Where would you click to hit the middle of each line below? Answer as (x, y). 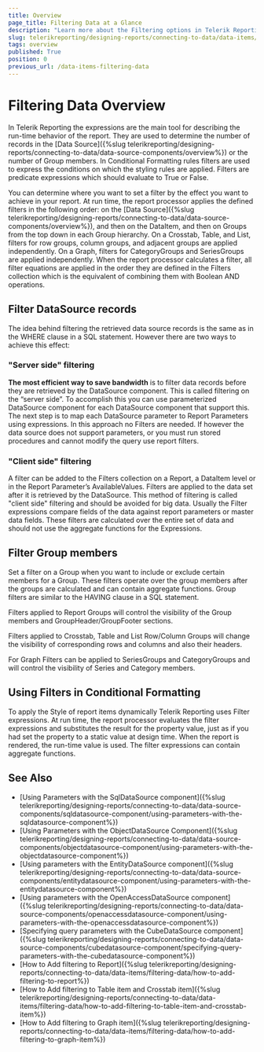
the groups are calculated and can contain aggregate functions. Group (122, 589)
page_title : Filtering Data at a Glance (75, 23)
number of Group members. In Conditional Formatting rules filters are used (129, 160)
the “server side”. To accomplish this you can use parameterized (113, 399)
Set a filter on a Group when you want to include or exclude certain (117, 572)
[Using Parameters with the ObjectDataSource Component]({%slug (128, 830)
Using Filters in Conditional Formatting (104, 693)
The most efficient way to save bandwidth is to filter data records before (127, 382)
